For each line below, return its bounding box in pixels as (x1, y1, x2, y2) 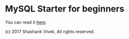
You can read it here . (5, 19, 47, 25)
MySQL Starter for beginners (5, 3, 125, 14)
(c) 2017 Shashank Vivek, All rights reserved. (5, 28, 95, 34)
